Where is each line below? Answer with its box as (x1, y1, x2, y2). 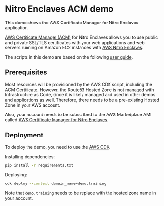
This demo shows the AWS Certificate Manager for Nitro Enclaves (5, 20, 138, 25)
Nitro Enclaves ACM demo (5, 3, 114, 15)
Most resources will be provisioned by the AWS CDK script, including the (5, 81, 152, 87)
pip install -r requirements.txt (5, 163, 74, 168)
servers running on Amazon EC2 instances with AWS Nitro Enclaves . (5, 45, 144, 50)
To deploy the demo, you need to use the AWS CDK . (5, 144, 111, 150)
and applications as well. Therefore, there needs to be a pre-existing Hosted (5, 97, 160, 103)
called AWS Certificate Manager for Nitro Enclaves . (5, 116, 109, 123)
